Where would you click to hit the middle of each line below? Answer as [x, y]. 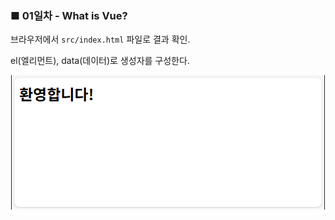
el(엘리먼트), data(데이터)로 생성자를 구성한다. [100, 61]
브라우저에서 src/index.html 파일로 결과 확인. [100, 39]
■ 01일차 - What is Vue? [69, 15]
